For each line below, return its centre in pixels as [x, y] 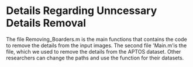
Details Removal [46, 23]
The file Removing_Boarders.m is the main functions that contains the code [96, 39]
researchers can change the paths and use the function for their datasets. [95, 58]
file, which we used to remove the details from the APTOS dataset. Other [94, 51]
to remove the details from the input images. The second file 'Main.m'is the [96, 45]
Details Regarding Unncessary [82, 11]
